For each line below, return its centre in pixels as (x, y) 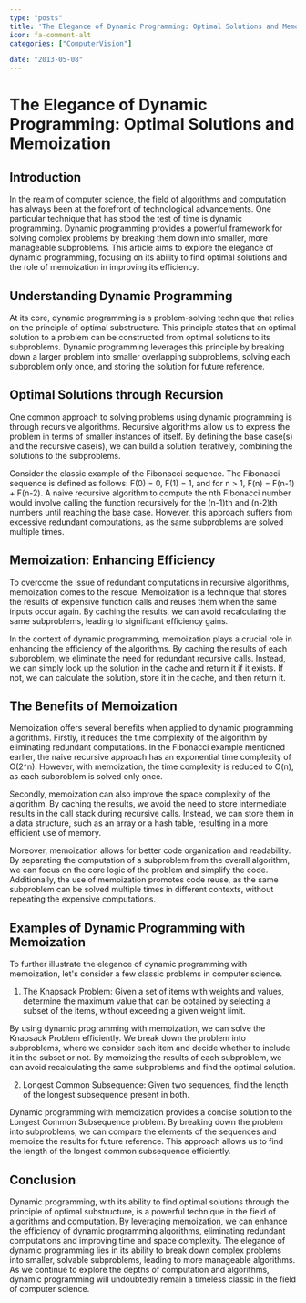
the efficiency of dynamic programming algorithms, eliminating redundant (148, 1231)
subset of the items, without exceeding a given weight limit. (134, 1011)
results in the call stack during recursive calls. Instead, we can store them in (152, 814)
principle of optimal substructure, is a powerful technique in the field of (143, 1211)
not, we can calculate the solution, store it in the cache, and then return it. (148, 677)
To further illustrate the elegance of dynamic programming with (128, 964)
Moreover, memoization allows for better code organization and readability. (150, 850)
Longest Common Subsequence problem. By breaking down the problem (147, 1122)
